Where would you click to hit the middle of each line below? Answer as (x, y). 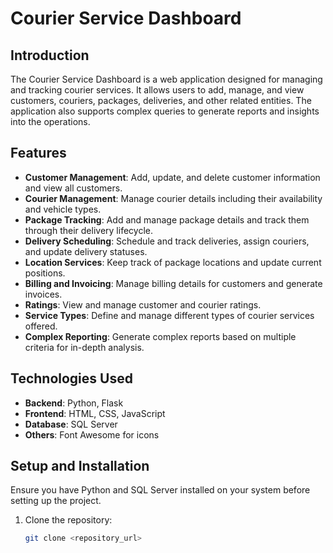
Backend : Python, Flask (74, 403)
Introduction (50, 55)
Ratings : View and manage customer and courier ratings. (143, 304)
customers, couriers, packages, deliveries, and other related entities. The (161, 100)
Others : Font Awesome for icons (92, 434)
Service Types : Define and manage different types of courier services (169, 315)
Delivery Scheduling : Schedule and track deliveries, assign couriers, (167, 241)
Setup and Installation (80, 466)
